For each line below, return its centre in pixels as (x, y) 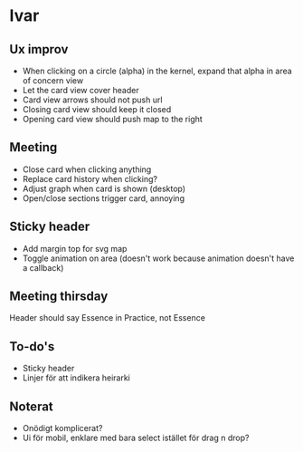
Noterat (32, 406)
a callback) (43, 267)
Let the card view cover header (80, 90)
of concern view (53, 81)
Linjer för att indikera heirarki (76, 378)
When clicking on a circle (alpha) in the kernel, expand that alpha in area (157, 71)
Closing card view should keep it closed (97, 109)
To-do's (32, 346)
